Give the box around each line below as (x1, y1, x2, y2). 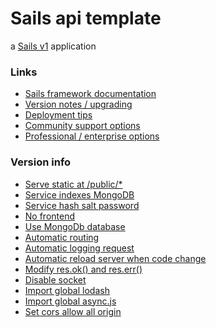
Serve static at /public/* (24, 178, 123, 190)
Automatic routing (24, 231, 100, 243)
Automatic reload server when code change (24, 252, 207, 264)
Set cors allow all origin (24, 305, 122, 317)
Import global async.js (24, 295, 117, 307)
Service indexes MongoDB (24, 188, 135, 201)
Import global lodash (24, 284, 110, 296)
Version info (10, 155, 72, 169)
